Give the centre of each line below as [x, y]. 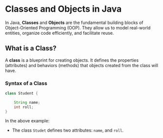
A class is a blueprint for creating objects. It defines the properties [72, 60]
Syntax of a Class [26, 83]
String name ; [27, 102]
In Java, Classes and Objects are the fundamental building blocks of [74, 23]
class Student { [21, 93]
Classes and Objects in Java [63, 9]
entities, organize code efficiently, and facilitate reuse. [60, 33]
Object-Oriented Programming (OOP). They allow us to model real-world [78, 27]
